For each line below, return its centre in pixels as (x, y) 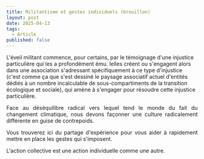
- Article (24, 35)
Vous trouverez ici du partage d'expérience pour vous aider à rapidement (102, 132)
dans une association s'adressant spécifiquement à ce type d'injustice (94, 70)
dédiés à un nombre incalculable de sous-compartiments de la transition (97, 83)
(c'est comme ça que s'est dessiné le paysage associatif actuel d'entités (97, 77)
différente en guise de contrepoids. (50, 121)
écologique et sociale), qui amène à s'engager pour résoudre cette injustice (101, 90)
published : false (28, 40)
